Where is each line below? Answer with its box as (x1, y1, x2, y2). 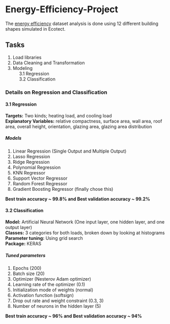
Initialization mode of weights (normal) (12, 287, 94, 293)
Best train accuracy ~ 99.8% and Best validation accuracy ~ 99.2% (5, 195, 150, 202)
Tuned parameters (5, 252, 46, 258)
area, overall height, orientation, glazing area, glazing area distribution (5, 123, 152, 130)
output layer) (5, 225, 32, 231)
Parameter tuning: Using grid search (5, 235, 83, 241)
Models (5, 135, 22, 141)
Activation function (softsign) (12, 292, 74, 298)
